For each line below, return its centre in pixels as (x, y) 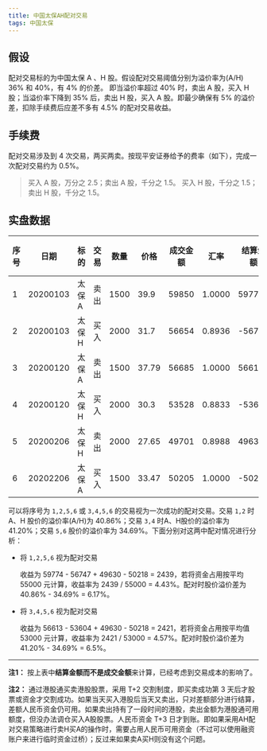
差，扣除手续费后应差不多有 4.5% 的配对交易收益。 (92, 107)
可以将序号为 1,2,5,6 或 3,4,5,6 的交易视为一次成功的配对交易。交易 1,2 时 (132, 511)
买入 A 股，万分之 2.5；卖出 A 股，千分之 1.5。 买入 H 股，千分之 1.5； (143, 183)
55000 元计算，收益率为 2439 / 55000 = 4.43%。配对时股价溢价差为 (133, 584)
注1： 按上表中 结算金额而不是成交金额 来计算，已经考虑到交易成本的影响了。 (132, 672)
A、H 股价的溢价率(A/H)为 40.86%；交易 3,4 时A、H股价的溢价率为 (119, 520)
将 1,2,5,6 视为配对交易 (58, 557)
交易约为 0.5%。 (56, 166)
